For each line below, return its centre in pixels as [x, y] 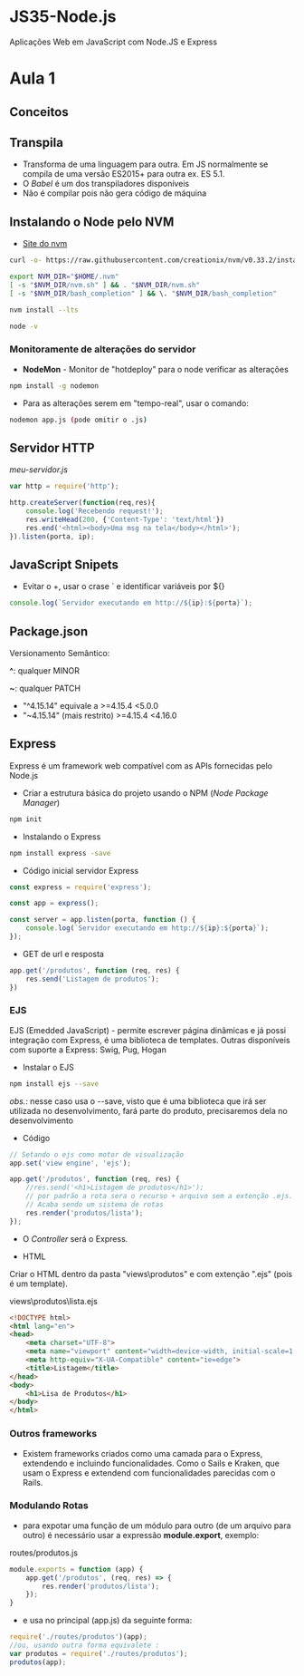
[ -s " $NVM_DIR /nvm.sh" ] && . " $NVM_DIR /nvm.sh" [105, 285]
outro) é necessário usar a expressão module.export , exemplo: [141, 1535]
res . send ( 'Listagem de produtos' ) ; [93, 979]
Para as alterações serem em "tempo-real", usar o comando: [135, 403]
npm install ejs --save [54, 1084]
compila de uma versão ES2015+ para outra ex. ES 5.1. [123, 174]
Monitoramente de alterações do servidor [103, 349]
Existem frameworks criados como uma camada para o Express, [142, 1453]
